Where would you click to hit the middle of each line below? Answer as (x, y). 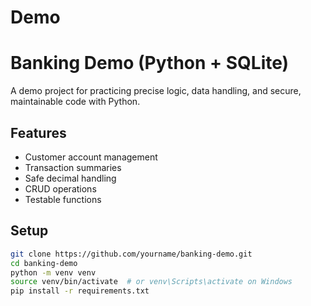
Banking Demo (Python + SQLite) (150, 63)
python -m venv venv (53, 272)
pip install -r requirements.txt (80, 291)
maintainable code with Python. (75, 102)
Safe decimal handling (70, 178)
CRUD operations (60, 188)
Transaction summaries (73, 167)
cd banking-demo (44, 263)
